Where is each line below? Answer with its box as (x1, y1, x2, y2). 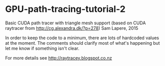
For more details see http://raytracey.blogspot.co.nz (5, 55, 112, 61)
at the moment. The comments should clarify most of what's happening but (5, 40, 161, 46)
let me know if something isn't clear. (5, 45, 80, 51)
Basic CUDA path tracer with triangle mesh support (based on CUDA (5, 20, 146, 26)
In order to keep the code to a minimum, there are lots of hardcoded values (5, 35, 160, 41)
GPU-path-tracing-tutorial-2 (5, 3, 126, 15)
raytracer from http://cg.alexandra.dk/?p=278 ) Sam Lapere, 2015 (5, 25, 139, 31)
